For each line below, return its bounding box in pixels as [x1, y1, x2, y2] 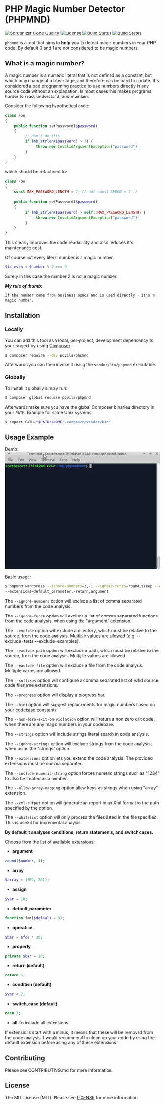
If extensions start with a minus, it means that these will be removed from [5, 1029, 153, 1035]
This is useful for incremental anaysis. [5, 820, 82, 826]
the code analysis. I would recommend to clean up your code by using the [5, 1035, 155, 1040]
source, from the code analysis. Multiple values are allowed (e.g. [5, 633, 136, 639]
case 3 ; [5, 1011, 21, 1016]
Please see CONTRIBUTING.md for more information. [5, 1067, 113, 1073]
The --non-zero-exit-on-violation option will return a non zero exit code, [5, 716, 155, 722]
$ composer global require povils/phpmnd [5, 395, 91, 400]
